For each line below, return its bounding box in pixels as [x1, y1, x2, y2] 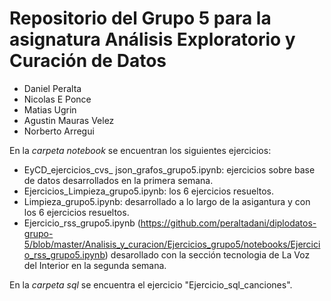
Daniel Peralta [23, 82, 82, 94]
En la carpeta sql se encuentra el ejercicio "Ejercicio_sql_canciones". [9, 278, 293, 291]
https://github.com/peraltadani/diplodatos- [140, 217, 317, 229]
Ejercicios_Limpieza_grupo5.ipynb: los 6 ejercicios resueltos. [23, 185, 274, 197]
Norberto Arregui [23, 125, 95, 137]
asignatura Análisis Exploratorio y [9, 28, 296, 51]
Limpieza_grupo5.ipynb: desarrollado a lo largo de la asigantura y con [23, 195, 311, 207]
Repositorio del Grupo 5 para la [9, 7, 272, 30]
